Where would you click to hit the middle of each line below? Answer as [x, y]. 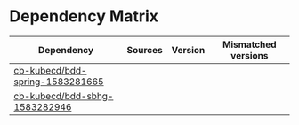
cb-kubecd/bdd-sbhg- [64, 96]
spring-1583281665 [59, 82]
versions [250, 55]
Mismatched [250, 44]
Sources [145, 50]
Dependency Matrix [84, 16]
